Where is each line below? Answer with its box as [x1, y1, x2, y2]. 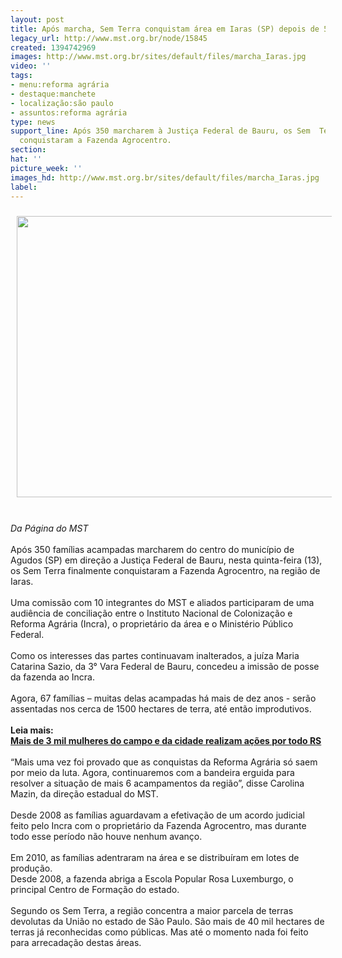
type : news [10, 117, 56, 127]
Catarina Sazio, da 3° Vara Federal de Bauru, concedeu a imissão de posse [10, 661, 320, 673]
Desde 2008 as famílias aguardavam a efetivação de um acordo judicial [10, 809, 305, 821]
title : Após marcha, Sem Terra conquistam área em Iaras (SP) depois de [10, 24, 320, 34]
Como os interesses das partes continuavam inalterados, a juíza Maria [10, 650, 300, 662]
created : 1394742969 [10, 42, 97, 53]
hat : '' [10, 154, 43, 164]
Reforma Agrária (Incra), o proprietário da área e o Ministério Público [10, 618, 294, 630]
